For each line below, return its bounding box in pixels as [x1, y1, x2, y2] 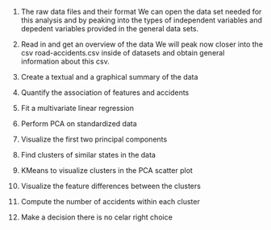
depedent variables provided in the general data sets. [20, 24, 199, 33]
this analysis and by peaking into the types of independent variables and [20, 15, 263, 25]
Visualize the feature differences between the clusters [20, 181, 201, 191]
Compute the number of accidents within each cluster [20, 197, 200, 206]
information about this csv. [20, 56, 110, 66]
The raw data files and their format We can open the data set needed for [20, 7, 262, 16]
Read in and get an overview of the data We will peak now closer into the [20, 39, 264, 49]
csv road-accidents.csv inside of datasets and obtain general [20, 48, 225, 57]
